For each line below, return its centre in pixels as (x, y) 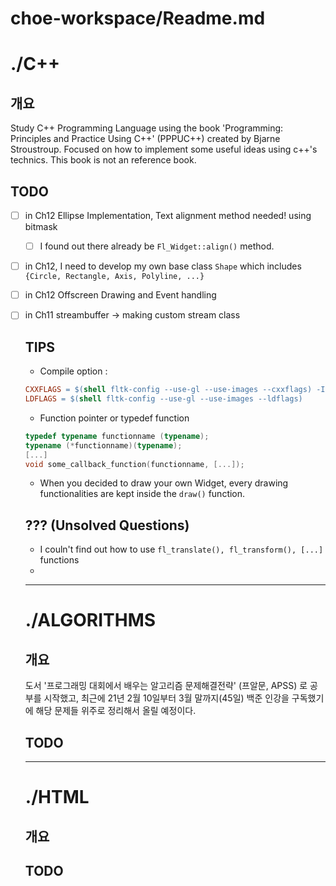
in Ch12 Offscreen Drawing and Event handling (120, 295)
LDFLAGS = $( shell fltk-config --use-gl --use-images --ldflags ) (163, 399)
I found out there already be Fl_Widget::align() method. (157, 246)
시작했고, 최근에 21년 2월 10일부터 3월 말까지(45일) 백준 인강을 (166, 698)
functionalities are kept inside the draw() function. (142, 494)
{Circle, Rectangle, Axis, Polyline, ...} (114, 277)
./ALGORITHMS (90, 620)
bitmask (41, 227)
